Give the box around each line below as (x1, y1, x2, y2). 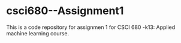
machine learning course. (6, 29, 70, 37)
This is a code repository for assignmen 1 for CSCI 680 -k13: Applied (6, 24, 176, 31)
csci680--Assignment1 (6, 4, 124, 18)
